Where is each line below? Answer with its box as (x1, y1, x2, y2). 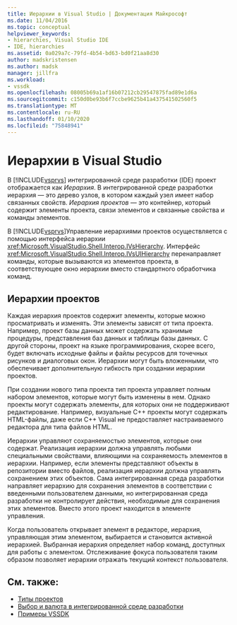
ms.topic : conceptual (7, 23, 71, 30)
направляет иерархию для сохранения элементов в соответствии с (7, 481, 213, 490)
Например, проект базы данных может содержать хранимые (7, 327, 193, 335)
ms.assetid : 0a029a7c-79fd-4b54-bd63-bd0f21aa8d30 (7, 50, 159, 57)
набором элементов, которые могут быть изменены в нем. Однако (7, 393, 211, 402)
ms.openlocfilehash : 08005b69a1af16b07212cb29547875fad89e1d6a (7, 89, 197, 96)
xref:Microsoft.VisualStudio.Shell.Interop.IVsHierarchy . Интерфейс (7, 242, 201, 251)
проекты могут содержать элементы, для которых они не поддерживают (7, 400, 230, 409)
